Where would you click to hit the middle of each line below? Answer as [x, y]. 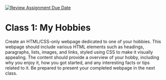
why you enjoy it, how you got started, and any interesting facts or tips [78, 63]
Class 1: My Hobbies [48, 28]
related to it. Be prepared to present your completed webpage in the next [80, 68]
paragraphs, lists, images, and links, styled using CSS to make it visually [79, 52]
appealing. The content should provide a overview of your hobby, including [82, 57]
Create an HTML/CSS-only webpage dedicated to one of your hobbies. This [83, 41]
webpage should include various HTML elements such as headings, [75, 47]
